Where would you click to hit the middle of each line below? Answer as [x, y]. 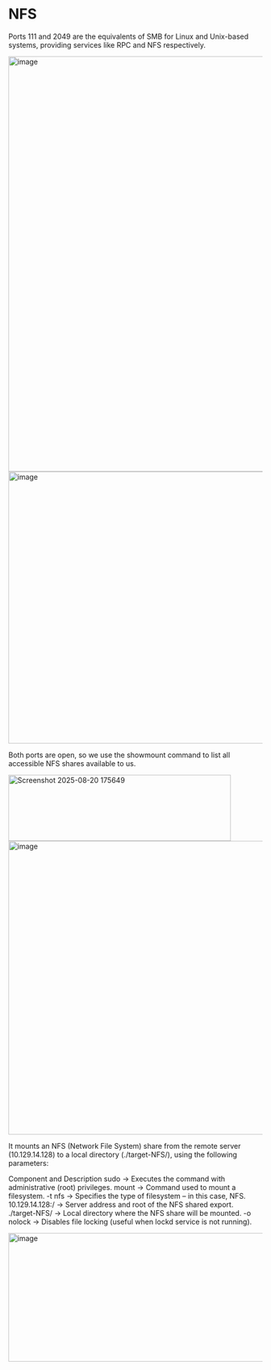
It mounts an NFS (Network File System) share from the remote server [125, 1146]
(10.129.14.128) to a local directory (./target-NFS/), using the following [123, 1154]
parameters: [29, 1163]
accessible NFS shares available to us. [72, 763]
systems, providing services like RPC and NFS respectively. [107, 44]
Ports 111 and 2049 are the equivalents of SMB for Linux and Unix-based [129, 36]
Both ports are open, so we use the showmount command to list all [119, 755]
